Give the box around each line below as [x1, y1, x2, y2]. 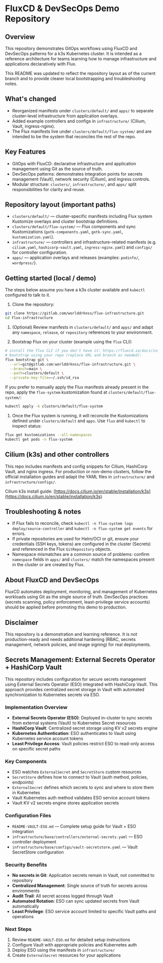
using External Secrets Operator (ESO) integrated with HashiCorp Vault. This [5, 681, 158, 687]
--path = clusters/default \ [9, 371, 64, 376]
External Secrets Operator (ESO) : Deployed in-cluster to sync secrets [12, 715, 152, 721]
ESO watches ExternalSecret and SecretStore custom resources [12, 769, 142, 775]
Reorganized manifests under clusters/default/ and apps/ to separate [12, 107, 154, 113]
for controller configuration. [12, 250, 67, 255]
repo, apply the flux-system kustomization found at [5, 390, 108, 395]
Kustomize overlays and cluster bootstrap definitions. [12, 218, 119, 224]
